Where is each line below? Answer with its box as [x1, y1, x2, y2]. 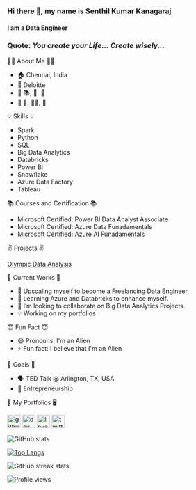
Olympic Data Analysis [7, 260, 72, 268]
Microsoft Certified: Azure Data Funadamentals [17, 222, 153, 230]
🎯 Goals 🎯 [7, 360, 35, 368]
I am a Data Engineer [7, 24, 68, 32]
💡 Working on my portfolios [17, 309, 96, 317]
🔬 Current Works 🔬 [7, 273, 61, 281]
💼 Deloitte [17, 80, 46, 89]
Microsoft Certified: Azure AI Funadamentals [17, 230, 145, 238]
